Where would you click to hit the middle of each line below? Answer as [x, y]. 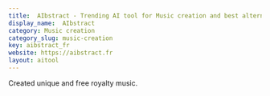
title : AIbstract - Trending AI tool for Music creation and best [124, 16]
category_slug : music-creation [61, 38]
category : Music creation [51, 30]
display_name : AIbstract [51, 23]
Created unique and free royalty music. [73, 83]
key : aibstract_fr [39, 46]
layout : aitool [34, 61]
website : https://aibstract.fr [61, 53]
